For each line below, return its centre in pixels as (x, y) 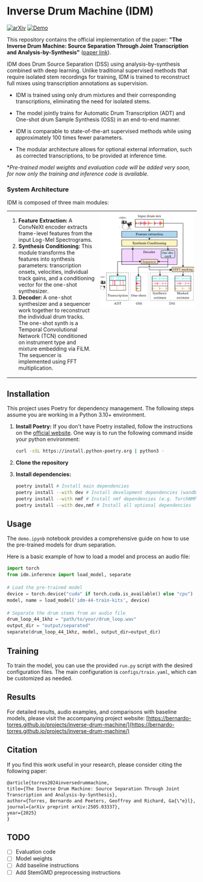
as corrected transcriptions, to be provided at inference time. (91, 156)
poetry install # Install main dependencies (72, 486)
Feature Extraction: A (45, 220)
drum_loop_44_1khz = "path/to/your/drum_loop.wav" (72, 620)
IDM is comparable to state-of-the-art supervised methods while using (103, 131)
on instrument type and (47, 342)
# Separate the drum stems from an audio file (66, 613)
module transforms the (47, 252)
